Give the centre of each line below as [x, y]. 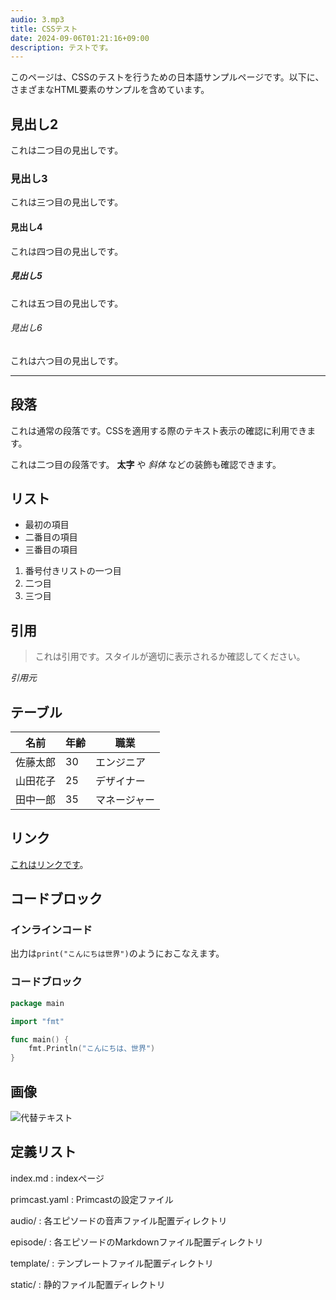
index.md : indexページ [57, 1178]
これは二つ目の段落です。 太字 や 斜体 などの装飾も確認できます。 [146, 464]
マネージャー [125, 799]
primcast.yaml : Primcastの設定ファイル [92, 1199]
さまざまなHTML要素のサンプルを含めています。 [110, 90]
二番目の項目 [51, 537]
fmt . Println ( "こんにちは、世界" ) [92, 1049]
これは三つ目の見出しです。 [67, 202]
